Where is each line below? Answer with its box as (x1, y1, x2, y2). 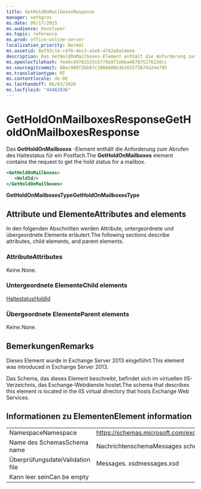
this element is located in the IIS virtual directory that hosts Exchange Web (6, 388, 190, 395)
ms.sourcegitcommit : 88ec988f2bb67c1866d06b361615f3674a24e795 (6, 64, 167, 71)
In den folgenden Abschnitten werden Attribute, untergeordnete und (6, 225, 174, 232)
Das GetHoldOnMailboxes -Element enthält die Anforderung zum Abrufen (6, 145, 189, 152)
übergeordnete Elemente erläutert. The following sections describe (6, 232, 170, 239)
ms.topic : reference (6, 31, 58, 37)
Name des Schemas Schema (9, 438, 89, 446)
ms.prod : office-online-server (6, 37, 84, 43)
